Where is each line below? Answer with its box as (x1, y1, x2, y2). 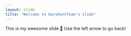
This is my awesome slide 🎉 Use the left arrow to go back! (5, 25, 126, 31)
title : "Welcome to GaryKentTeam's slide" (5, 12, 96, 17)
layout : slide (5, 7, 35, 12)
